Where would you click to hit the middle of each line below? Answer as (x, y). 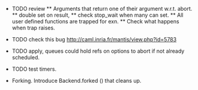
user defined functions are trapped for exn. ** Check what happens (95, 21)
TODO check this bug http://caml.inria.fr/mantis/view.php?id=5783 (94, 39)
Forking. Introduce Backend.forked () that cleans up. (76, 81)
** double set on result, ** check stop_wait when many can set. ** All (98, 15)
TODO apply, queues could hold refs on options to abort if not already (98, 51)
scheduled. (26, 57)
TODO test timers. (34, 69)
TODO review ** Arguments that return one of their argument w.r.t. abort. (102, 9)
